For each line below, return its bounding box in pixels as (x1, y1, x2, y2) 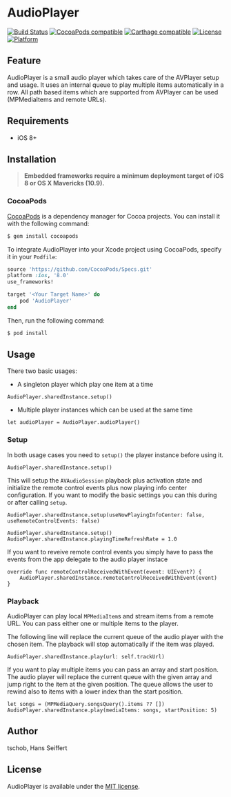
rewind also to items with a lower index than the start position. (7, 687, 183, 696)
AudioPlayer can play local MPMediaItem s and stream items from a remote (7, 612, 214, 621)
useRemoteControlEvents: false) (7, 517, 100, 525)
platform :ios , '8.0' (7, 272, 70, 279)
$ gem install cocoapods (7, 232, 79, 239)
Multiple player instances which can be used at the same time (17, 405, 193, 414)
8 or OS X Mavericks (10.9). (23, 179, 105, 188)
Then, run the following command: (7, 316, 105, 325)
